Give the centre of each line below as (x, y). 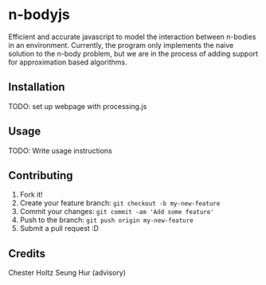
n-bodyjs (39, 15)
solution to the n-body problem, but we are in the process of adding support (133, 53)
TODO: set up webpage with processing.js (78, 106)
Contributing (41, 176)
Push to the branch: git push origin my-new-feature (106, 220)
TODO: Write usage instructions (61, 150)
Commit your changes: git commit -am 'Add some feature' (117, 212)
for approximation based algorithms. (68, 62)
